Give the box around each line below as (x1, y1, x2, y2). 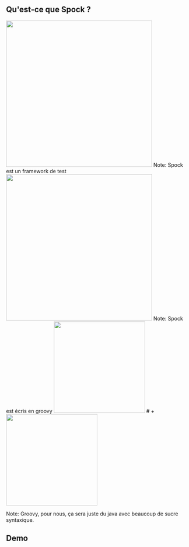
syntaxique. (6, 516, 34, 523)
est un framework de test (6, 167, 66, 174)
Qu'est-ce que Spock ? (6, 5, 92, 15)
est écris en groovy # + (6, 407, 155, 414)
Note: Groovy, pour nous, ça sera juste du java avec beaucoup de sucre (6, 510, 179, 517)
